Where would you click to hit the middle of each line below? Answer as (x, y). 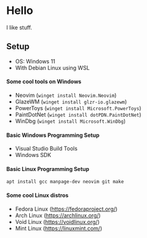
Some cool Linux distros (38, 195)
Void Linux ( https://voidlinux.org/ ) (57, 222)
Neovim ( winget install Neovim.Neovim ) (66, 95)
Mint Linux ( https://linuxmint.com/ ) (59, 228)
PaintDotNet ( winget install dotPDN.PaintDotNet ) (78, 114)
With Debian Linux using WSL (52, 68)
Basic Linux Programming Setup (48, 169)
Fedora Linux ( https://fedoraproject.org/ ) (66, 209)
